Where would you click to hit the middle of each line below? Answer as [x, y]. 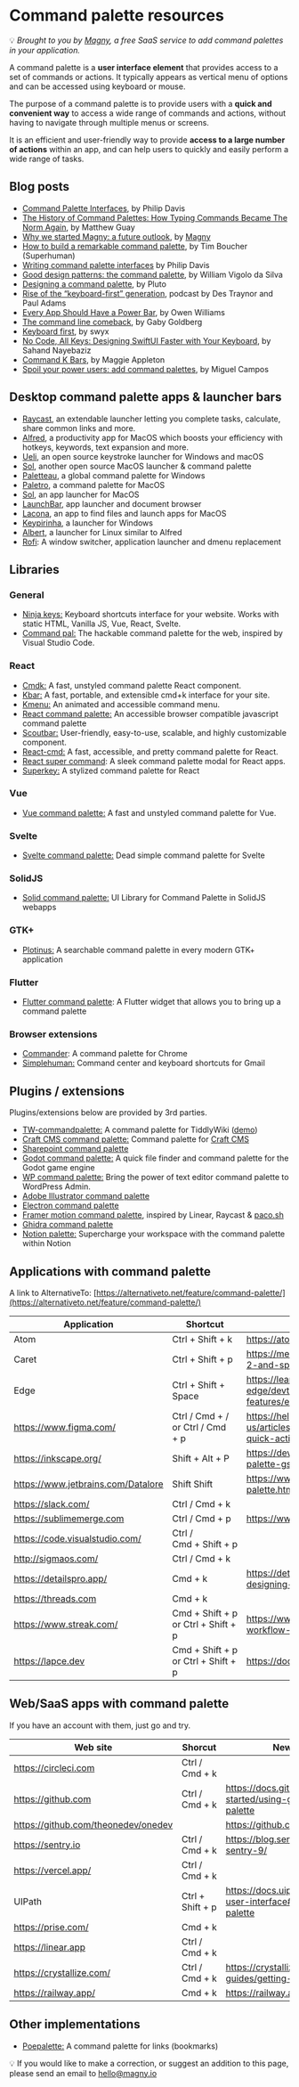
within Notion [46, 1243]
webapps [39, 907]
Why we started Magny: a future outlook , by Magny [116, 236]
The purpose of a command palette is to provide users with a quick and [141, 103]
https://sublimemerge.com [69, 1518]
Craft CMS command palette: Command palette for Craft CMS [135, 1139]
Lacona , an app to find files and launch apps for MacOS [124, 513]
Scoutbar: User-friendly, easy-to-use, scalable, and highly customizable [154, 732]
